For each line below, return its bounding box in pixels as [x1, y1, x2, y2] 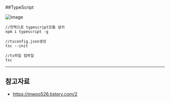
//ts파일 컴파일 [5, 53, 34, 58]
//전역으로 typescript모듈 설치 [5, 25, 65, 30]
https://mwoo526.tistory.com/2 [12, 91, 77, 97]
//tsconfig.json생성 [5, 39, 47, 44]
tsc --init [5, 43, 28, 48]
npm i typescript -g [5, 29, 49, 34]
